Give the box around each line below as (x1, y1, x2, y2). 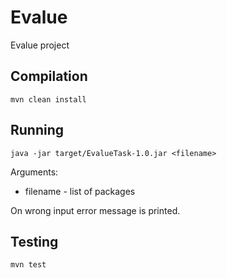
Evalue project (10, 39, 70, 51)
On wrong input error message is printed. (10, 204, 181, 216)
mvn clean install (10, 94, 87, 105)
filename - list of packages (24, 185, 136, 197)
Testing (10, 233, 59, 250)
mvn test (10, 260, 47, 270)
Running (10, 122, 65, 139)
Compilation (10, 68, 88, 85)
